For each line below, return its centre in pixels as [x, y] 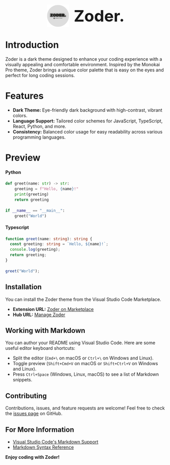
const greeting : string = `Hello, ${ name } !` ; [59, 244]
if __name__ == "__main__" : [35, 211]
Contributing [26, 396]
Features [25, 96]
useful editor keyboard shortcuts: [40, 348]
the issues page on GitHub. [34, 414]
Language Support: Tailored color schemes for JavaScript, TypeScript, [88, 121]
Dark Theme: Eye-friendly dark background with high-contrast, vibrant [87, 110]
